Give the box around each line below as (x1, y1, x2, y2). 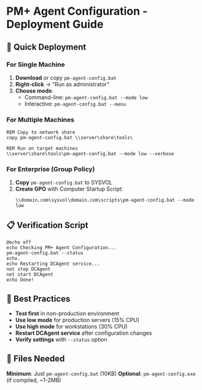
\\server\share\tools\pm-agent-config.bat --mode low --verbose (6, 151, 174, 157)
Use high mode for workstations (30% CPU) (15, 323, 128, 331)
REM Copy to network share (6, 129, 76, 136)
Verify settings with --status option (15, 336, 107, 343)
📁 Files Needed (6, 354, 65, 364)
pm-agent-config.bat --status (6, 250, 84, 256)
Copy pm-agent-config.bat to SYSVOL (15, 179, 112, 186)
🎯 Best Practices (6, 293, 71, 304)
